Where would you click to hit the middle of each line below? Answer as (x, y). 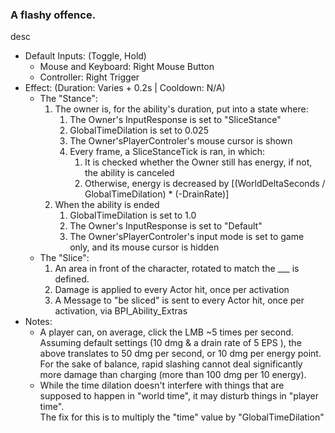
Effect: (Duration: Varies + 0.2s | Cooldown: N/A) (125, 88)
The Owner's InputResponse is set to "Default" (166, 226)
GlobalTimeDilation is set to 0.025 (139, 130)
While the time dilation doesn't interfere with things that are (162, 385)
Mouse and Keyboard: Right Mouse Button (127, 67)
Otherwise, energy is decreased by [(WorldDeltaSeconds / (205, 184)
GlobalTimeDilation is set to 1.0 (133, 215)
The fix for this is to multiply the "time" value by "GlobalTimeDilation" (182, 417)
